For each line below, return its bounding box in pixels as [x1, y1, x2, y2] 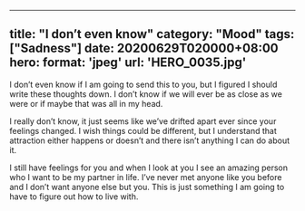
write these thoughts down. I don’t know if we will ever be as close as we [9, 88, 283, 100]
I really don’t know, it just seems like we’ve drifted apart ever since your [9, 115, 277, 127]
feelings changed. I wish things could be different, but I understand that [9, 125, 277, 136]
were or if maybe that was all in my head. [9, 98, 163, 109]
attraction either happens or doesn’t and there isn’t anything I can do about [9, 135, 290, 146]
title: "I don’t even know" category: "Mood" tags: [9, 26, 295, 42]
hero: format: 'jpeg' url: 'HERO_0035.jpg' [9, 55, 247, 71]
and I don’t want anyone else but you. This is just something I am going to [9, 181, 285, 192]
